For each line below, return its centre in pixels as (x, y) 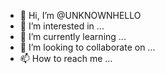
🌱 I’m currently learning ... (73, 36)
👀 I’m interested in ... (62, 26)
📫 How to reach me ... (66, 58)
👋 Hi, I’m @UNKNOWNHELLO (80, 15)
